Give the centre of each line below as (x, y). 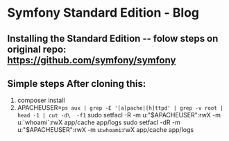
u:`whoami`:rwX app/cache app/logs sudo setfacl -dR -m (99, 122)
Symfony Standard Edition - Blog (103, 13)
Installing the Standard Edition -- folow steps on (113, 39)
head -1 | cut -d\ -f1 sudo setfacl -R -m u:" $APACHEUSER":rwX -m (119, 115)
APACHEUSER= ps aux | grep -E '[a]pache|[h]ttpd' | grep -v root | (120, 108)
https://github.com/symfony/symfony (92, 60)
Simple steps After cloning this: (77, 84)
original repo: (37, 49)
